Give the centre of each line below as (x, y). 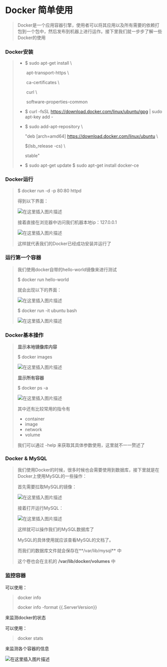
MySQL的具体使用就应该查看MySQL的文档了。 (65, 540)
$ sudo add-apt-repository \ (54, 127)
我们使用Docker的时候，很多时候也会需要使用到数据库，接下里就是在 (88, 470)
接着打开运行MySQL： (40, 508)
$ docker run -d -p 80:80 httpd (49, 190)
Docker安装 (19, 52)
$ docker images (35, 357)
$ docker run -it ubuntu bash (47, 310)
